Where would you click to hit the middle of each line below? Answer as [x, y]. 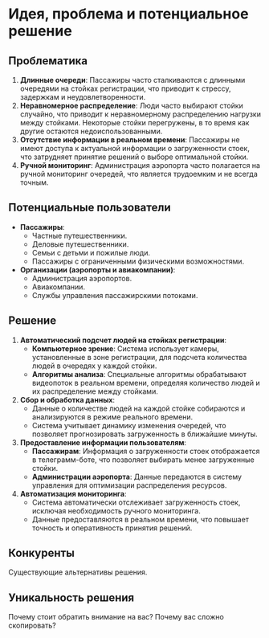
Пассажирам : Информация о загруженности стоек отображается [146, 451]
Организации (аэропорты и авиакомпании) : [98, 269]
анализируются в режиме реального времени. [112, 417]
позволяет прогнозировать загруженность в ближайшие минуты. [145, 434]
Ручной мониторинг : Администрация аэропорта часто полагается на [140, 165]
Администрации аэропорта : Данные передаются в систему [137, 476]
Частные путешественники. [79, 235]
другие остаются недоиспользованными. [91, 131]
